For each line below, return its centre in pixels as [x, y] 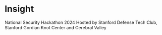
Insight [19, 9]
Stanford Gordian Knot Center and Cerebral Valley [56, 27]
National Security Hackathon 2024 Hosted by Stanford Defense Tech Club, [81, 22]
